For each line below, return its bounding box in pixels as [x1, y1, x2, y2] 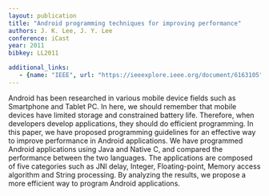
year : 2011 [8, 42, 45, 50]
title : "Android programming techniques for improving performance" [8, 19, 242, 27]
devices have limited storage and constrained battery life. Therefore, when [8, 110, 255, 120]
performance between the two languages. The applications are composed [8, 153, 254, 162]
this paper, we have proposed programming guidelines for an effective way [8, 127, 256, 137]
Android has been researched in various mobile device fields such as [8, 93, 236, 103]
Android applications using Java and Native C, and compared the [8, 144, 223, 153]
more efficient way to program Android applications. [8, 178, 180, 188]
